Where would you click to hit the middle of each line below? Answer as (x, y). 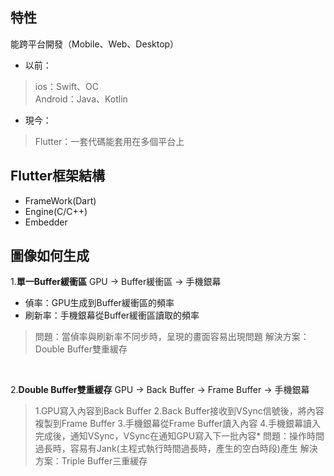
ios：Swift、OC (67, 86)
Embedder (46, 222)
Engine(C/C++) (56, 211)
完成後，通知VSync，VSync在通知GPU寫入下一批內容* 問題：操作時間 (179, 436)
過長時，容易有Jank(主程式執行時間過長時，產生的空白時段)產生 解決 (176, 449)
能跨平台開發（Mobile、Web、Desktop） (95, 44)
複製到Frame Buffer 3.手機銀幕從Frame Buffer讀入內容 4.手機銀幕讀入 (177, 424)
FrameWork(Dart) (60, 200)
